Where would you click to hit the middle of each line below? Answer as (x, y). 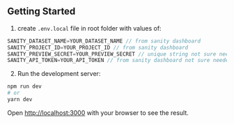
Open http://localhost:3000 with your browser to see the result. (98, 113)
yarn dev (20, 100)
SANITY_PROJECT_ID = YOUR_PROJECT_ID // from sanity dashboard (98, 47)
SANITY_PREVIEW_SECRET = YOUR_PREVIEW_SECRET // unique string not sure (112, 54)
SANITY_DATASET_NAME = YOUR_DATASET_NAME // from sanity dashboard (104, 41)
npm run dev (24, 86)
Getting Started (41, 11)
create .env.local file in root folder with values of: (89, 28)
